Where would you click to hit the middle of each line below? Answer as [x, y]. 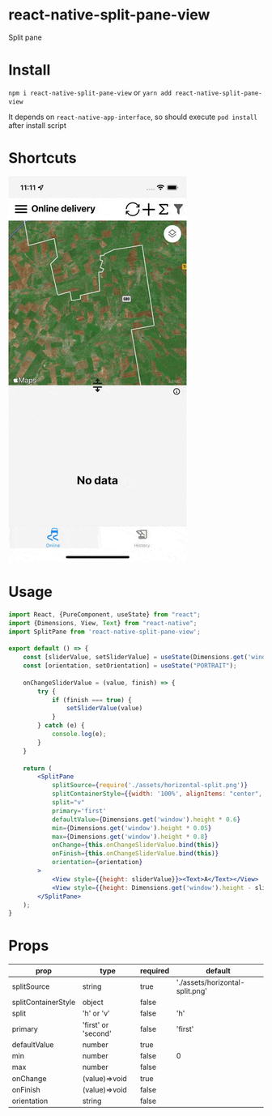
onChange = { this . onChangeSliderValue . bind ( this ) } [135, 845]
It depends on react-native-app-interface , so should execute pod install [133, 117]
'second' [97, 1033]
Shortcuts [42, 158]
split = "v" [68, 803]
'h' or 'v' [96, 1013]
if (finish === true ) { [91, 700]
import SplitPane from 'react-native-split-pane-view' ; [104, 632]
